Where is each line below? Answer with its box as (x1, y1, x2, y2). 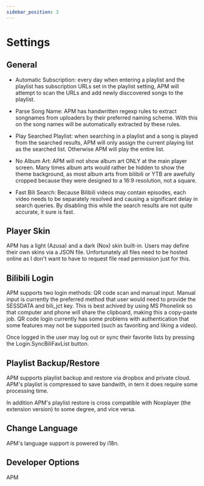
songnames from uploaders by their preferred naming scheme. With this (15, 114, 198, 121)
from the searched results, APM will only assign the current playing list (15, 139, 194, 146)
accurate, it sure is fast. (15, 208, 75, 215)
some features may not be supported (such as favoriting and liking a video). (6, 322, 198, 329)
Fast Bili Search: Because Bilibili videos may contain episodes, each (15, 188, 186, 196)
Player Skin (6, 226, 51, 237)
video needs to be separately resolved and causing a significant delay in (15, 195, 198, 202)
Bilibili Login (6, 273, 54, 283)
